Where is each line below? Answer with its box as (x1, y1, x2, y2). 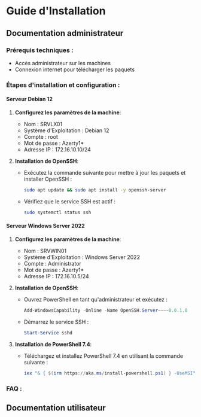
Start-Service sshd (23, 330, 73, 336)
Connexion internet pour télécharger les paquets (14, 66, 135, 73)
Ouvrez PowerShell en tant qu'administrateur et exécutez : (23, 296, 167, 303)
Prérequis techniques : (6, 46, 74, 54)
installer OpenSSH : (23, 175, 72, 182)
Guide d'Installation (6, 4, 106, 18)
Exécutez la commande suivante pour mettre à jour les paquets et (23, 169, 186, 176)
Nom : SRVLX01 (23, 121, 63, 127)
